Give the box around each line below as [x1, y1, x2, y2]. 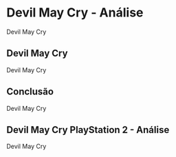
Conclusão [6, 86, 54, 98]
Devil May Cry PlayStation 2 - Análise [6, 124, 170, 136]
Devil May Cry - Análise [6, 5, 144, 21]
